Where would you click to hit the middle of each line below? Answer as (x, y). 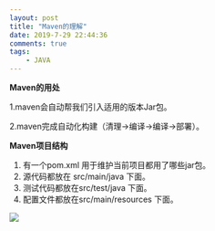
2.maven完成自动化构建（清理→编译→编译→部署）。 (107, 126)
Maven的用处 (35, 87)
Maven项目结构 (39, 146)
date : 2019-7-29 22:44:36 (58, 35)
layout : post (34, 18)
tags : (20, 52)
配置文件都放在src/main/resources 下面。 (100, 199)
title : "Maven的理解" (48, 26)
